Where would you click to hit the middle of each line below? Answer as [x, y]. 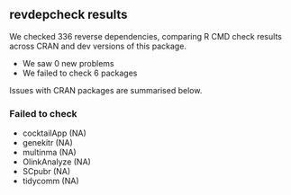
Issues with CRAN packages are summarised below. [106, 90]
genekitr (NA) [48, 143]
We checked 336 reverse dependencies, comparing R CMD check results [145, 36]
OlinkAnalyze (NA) [57, 162]
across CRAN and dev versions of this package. [98, 46]
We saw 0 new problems [68, 63]
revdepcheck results [68, 15]
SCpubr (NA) [46, 172]
